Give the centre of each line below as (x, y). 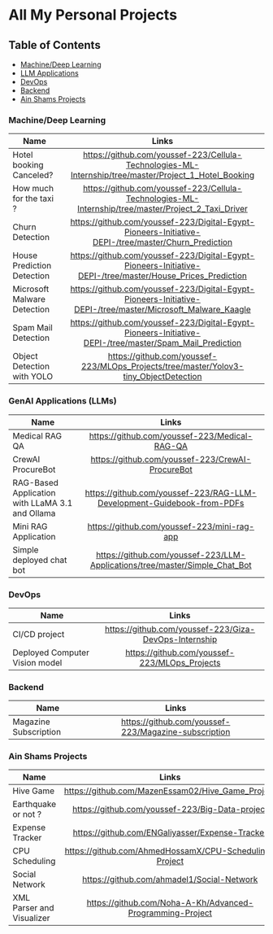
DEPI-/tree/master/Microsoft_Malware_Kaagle (163, 309)
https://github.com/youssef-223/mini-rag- (171, 526)
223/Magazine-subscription (176, 732)
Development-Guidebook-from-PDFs (171, 503)
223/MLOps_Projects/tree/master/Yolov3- (162, 366)
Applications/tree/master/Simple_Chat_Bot (171, 565)
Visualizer (31, 919)
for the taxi (33, 199)
